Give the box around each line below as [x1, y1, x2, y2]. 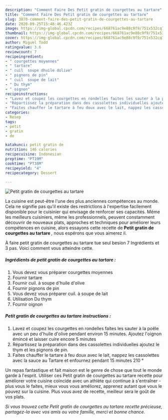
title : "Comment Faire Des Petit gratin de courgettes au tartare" [5, 12, 149, 17]
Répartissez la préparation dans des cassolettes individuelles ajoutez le [12, 342, 160, 348]
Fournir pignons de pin [12, 286, 59, 292]
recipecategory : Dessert [5, 170, 57, 176]
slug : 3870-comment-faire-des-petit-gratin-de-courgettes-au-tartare [5, 17, 153, 22]
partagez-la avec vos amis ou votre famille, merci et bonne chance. [5, 409, 145, 415]
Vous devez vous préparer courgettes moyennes [12, 269, 113, 275]
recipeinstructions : [5, 91, 48, 96]
